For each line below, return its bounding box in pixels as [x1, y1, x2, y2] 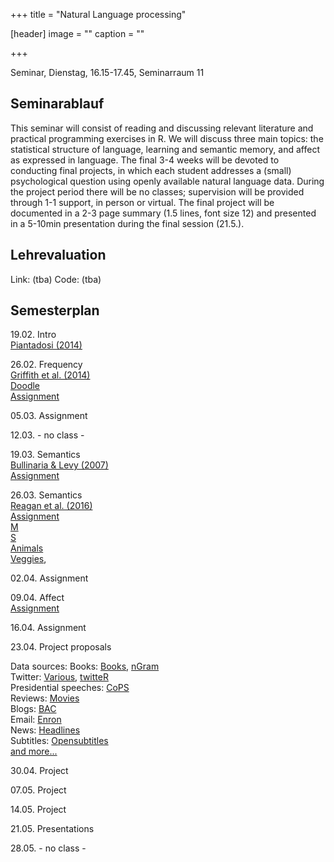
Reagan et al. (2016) [10, 500, 93, 512]
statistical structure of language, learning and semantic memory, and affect [10, 143, 320, 155]
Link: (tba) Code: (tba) [10, 273, 102, 285]
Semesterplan [10, 302, 100, 319]
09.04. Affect [10, 592, 65, 604]
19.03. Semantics [10, 449, 81, 461]
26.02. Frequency [10, 359, 83, 371]
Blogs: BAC [10, 703, 57, 715]
